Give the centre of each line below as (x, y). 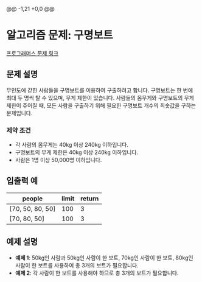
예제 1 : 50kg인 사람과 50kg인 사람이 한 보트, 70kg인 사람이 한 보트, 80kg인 (104, 258)
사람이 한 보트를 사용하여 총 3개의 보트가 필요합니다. (77, 265)
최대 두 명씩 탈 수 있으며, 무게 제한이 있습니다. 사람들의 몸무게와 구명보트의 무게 (100, 97)
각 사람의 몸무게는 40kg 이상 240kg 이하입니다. (72, 145)
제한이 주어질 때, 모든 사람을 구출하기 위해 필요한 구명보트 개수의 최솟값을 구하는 (101, 105)
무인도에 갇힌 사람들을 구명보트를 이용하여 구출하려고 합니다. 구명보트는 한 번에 (100, 90)
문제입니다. (19, 113)
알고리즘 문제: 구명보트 (60, 35)
